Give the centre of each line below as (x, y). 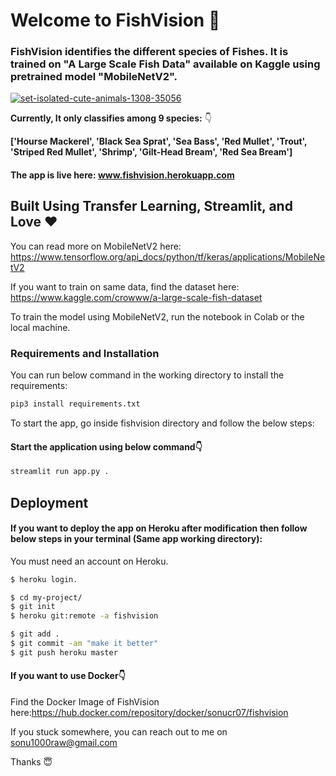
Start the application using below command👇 (106, 446)
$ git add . (35, 634)
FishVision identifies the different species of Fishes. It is (149, 52)
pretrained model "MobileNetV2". (94, 77)
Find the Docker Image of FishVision (85, 702)
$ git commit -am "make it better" (84, 644)
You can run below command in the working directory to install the (147, 375)
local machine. (40, 327)
